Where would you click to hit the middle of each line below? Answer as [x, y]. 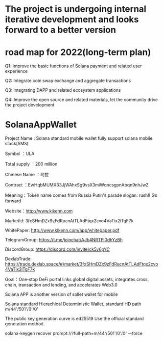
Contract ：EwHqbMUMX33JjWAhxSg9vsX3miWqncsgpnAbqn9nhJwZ [77, 185]
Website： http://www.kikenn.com [39, 211]
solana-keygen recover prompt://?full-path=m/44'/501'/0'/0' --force [74, 333]
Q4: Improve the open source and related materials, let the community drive [81, 100]
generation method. [25, 324]
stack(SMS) [17, 144]
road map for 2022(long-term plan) [78, 52]
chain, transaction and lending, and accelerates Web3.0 [61, 285]
